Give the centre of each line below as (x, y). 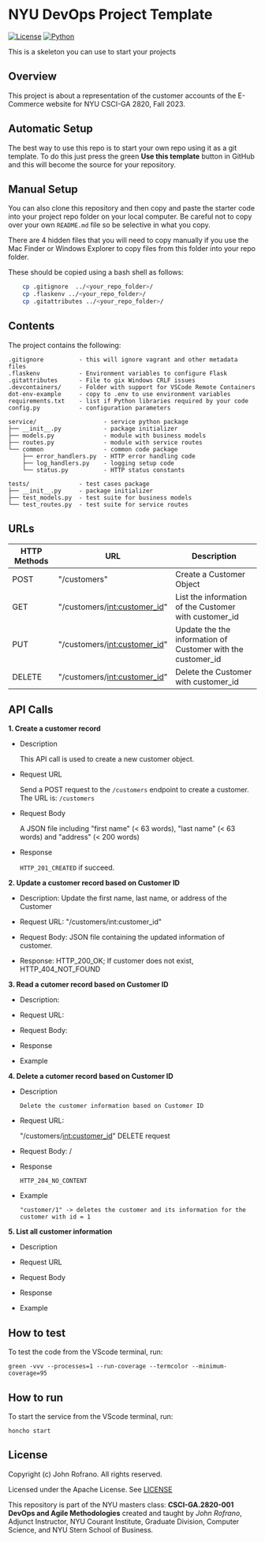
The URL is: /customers (57, 798)
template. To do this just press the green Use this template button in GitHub (131, 156)
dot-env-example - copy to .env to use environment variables (119, 394)
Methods (32, 560)
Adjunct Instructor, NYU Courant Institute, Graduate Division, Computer (124, 1521)
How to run (36, 1397)
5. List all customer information (60, 1232)
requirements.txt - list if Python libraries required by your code (128, 401)
